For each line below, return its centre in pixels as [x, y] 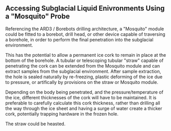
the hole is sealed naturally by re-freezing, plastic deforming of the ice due [84, 77]
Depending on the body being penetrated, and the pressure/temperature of [84, 92]
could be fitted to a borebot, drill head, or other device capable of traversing [86, 34]
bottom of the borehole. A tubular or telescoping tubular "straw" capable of [84, 60]
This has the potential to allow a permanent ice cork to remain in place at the [86, 55]
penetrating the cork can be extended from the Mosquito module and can [82, 65]
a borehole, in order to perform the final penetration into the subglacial [79, 39]
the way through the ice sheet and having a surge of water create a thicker [84, 108]
